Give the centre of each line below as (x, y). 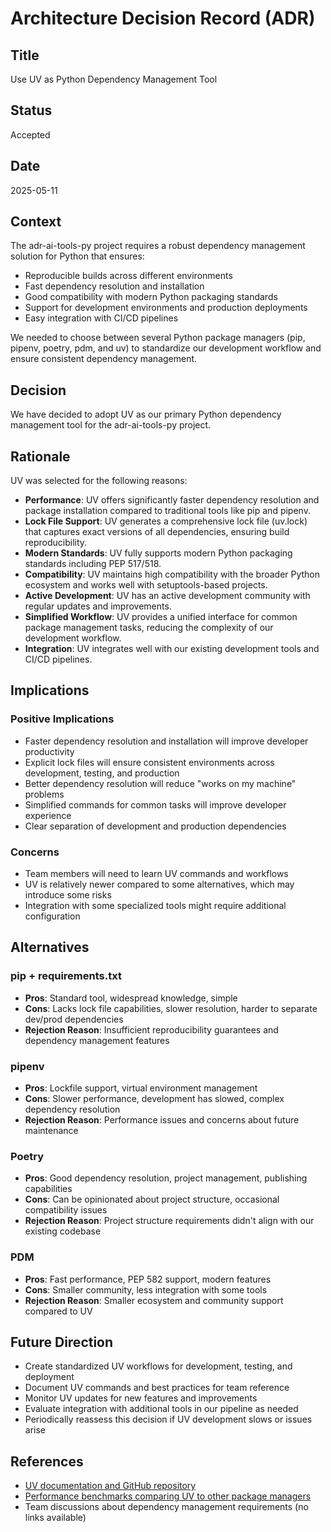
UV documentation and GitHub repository (110, 1486)
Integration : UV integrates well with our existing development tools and (172, 649)
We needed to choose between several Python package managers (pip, (158, 338)
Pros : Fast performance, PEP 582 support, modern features (148, 1279)
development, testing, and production (102, 773)
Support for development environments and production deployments (166, 308)
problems (44, 794)
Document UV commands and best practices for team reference (157, 1388)
